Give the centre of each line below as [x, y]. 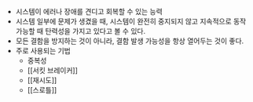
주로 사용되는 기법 [43, 51]
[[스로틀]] [42, 90]
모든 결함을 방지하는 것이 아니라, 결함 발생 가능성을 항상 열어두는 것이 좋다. [130, 41]
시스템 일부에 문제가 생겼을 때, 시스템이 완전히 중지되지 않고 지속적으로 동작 [131, 21]
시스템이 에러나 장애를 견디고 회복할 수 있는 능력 [89, 11]
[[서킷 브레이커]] [53, 70]
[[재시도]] [42, 80]
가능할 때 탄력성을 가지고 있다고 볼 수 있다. [81, 31]
